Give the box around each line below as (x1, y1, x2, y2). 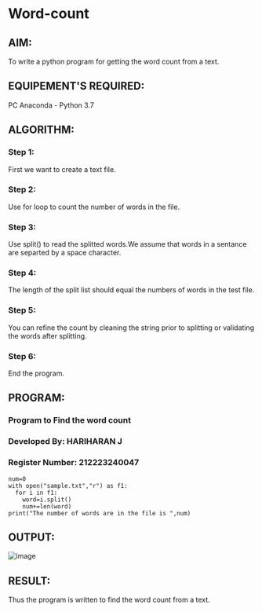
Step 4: (8, 268, 37, 279)
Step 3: (8, 222, 37, 233)
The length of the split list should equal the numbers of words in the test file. (8, 285, 255, 295)
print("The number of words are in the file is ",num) (8, 509, 191, 517)
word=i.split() (22, 496, 72, 504)
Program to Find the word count (8, 415, 132, 426)
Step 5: (8, 305, 37, 316)
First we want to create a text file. (8, 164, 116, 174)
